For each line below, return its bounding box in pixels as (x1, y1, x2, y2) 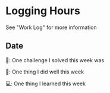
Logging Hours (5, 4, 81, 18)
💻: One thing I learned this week (5, 80, 86, 87)
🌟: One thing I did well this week (5, 68, 84, 75)
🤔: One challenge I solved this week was (5, 56, 105, 63)
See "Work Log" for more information (5, 24, 97, 31)
